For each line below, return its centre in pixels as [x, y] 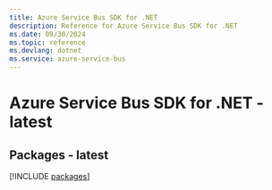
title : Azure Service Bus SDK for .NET [84, 17]
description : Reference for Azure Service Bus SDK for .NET [124, 26]
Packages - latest [59, 155]
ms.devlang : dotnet [46, 51]
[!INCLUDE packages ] [50, 176]
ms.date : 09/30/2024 [48, 34]
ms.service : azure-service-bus [68, 59]
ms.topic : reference [48, 42]
